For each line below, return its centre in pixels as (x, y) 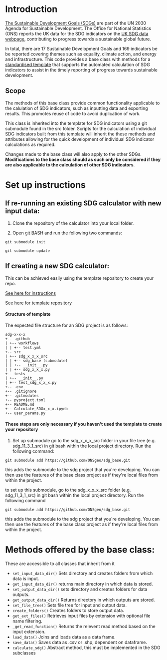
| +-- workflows (22, 343)
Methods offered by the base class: (80, 550)
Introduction (31, 9)
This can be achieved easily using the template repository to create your (79, 278)
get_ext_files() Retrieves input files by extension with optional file (81, 616)
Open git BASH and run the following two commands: (67, 233)
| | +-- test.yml (23, 347)
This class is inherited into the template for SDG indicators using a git (76, 123)
